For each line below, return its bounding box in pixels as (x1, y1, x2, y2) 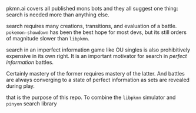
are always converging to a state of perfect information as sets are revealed (6, 76, 190, 83)
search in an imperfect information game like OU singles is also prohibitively (6, 46, 190, 53)
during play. (6, 83, 35, 90)
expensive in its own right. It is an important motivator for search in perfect (6, 53, 187, 59)
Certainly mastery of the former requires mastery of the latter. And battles (6, 70, 185, 77)
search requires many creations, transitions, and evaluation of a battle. (6, 23, 177, 29)
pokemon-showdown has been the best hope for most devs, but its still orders (6, 29, 187, 36)
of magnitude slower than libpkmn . (6, 35, 90, 42)
